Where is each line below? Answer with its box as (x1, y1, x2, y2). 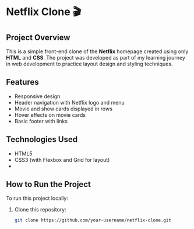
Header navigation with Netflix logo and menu (14, 99, 125, 106)
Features (6, 77, 39, 87)
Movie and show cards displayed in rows (14, 105, 112, 112)
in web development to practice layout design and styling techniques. (6, 60, 173, 67)
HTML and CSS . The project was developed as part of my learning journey (6, 54, 185, 61)
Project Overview (6, 32, 70, 42)
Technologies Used (6, 134, 77, 144)
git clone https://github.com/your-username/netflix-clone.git (14, 217, 172, 223)
